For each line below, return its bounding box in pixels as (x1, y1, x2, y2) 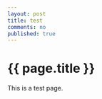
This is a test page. (7, 84, 63, 93)
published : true (7, 30, 56, 37)
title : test (7, 17, 43, 24)
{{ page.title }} (7, 61, 96, 76)
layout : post (7, 10, 46, 18)
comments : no (7, 23, 46, 30)
